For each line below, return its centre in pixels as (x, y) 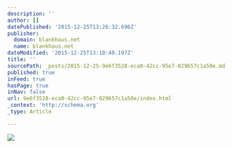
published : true (31, 72)
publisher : (23, 33)
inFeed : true (26, 79)
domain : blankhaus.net (47, 40)
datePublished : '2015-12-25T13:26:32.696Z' (72, 27)
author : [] (23, 20)
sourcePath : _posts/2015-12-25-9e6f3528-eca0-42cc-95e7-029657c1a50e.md (116, 66)
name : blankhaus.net (44, 46)
